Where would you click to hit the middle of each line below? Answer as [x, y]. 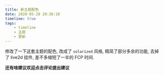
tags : [11, 23]
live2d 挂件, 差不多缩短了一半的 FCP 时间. [52, 57]
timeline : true [21, 19]
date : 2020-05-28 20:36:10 [33, 14]
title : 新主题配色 [22, 9]
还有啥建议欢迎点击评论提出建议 [37, 67]
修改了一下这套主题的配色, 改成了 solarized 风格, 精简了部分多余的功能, [77, 51]
